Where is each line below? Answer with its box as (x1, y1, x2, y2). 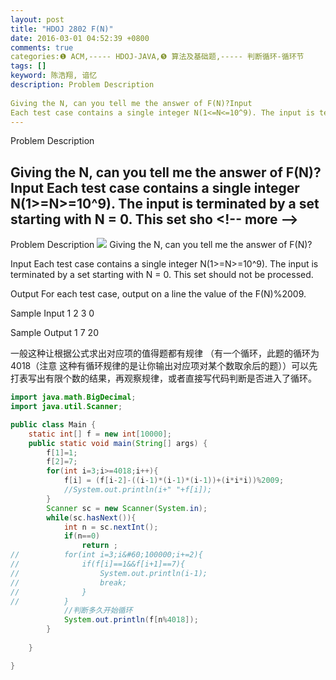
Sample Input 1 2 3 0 (10, 307, 95, 320)
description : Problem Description (10, 80, 155, 90)
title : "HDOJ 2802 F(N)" (10, 24, 114, 34)
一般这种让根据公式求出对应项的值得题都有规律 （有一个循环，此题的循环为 (10, 347, 320, 360)
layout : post (10, 14, 65, 25)
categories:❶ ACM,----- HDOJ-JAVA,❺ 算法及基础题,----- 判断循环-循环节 (10, 52, 305, 62)
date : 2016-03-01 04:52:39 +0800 (10, 33, 150, 43)
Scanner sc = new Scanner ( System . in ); (46, 503, 208, 513)
